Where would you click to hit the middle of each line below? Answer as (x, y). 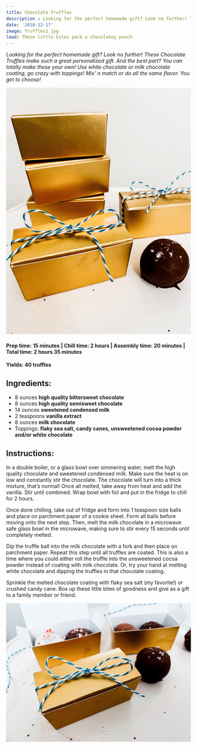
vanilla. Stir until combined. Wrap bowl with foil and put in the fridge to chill (96, 492)
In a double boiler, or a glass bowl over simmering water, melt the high (91, 467)
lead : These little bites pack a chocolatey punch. (70, 37)
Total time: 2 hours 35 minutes (44, 351)
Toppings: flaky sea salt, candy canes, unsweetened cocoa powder (98, 429)
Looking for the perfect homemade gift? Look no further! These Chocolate (96, 55)
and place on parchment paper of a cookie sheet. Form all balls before (91, 516)
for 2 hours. (20, 498)
